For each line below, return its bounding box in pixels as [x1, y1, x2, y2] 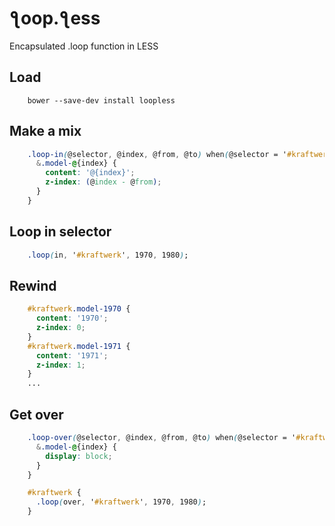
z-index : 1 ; [35, 360, 86, 370]
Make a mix [9, 123, 82, 140]
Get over [9, 406, 64, 423]
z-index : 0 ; [35, 323, 86, 333]
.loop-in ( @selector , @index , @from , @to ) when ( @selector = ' [27, 149, 287, 159]
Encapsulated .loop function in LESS [9, 40, 159, 52]
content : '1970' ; [35, 313, 109, 324]
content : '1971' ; [35, 350, 109, 361]
